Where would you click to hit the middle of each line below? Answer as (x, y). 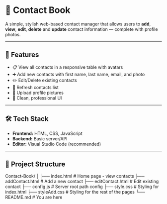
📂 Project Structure (35, 164)
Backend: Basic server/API (40, 138)
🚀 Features (22, 55)
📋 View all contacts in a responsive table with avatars (68, 67)
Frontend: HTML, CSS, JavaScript (47, 133)
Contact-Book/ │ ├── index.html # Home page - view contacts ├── (75, 176)
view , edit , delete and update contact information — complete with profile (82, 29)
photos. (13, 34)
